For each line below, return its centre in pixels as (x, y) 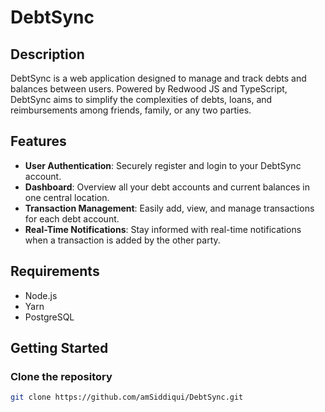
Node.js (41, 295)
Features (38, 141)
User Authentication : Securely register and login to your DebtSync (163, 165)
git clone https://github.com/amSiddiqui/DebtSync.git (127, 397)
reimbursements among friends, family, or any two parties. (131, 110)
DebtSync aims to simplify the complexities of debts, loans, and (141, 99)
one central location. (67, 197)
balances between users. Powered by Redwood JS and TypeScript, (149, 89)
